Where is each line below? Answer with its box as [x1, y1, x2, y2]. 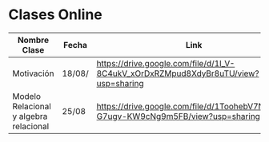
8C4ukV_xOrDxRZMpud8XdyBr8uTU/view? [96, 68, 259, 79]
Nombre [17, 34, 50, 45]
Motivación [12, 68, 54, 79]
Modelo [12, 90, 42, 101]
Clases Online [8, 6, 102, 24]
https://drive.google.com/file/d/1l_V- [96, 57, 235, 69]
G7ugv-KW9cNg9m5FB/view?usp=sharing [96, 110, 260, 121]
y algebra [12, 110, 48, 121]
